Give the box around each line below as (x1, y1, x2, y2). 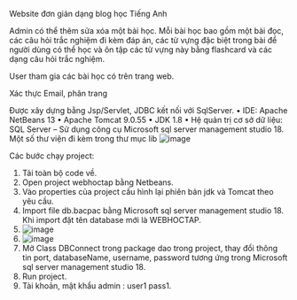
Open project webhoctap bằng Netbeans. (21, 177, 175, 188)
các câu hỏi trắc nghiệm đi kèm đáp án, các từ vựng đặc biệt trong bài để (9, 35, 277, 45)
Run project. (21, 271, 67, 281)
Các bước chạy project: (9, 150, 95, 161)
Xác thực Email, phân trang (9, 88, 108, 98)
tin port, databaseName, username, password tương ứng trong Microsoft (21, 252, 288, 263)
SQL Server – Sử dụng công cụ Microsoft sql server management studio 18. (9, 124, 285, 135)
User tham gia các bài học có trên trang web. (9, 71, 175, 81)
